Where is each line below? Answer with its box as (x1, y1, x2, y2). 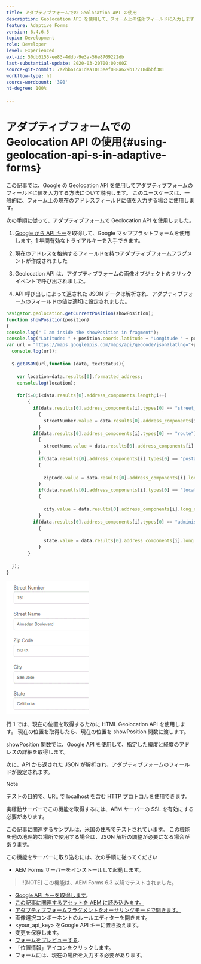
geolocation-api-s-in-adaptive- (6, 149, 167, 162)
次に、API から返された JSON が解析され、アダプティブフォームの (6, 761, 169, 768)
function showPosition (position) (6, 316, 90, 323)
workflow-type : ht (6, 72, 52, 79)
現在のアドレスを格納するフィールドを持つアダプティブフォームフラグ (14, 249, 187, 257)
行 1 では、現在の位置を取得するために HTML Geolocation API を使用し (6, 720, 181, 727)
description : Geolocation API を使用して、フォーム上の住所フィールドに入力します (6, 16, 195, 22)
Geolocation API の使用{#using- (6, 135, 167, 149)
